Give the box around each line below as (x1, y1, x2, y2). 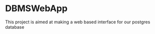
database (5, 24, 25, 30)
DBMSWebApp (5, 3, 68, 14)
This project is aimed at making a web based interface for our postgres (5, 19, 151, 25)
